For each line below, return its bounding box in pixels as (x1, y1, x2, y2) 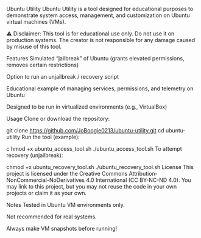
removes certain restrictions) (6, 61, 79, 68)
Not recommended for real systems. (6, 213, 97, 220)
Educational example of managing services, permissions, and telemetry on (6, 85, 194, 92)
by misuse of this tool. (6, 43, 62, 50)
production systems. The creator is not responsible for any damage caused (6, 37, 196, 43)
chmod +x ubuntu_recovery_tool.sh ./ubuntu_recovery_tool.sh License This (6, 164, 194, 170)
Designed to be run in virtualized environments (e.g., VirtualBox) (6, 103, 167, 110)
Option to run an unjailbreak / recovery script (6, 73, 119, 80)
